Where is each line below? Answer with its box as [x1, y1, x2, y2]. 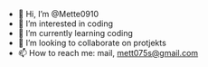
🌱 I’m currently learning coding [17, 28, 134, 38]
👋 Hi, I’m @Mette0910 [17, 9, 99, 19]
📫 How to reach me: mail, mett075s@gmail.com [17, 48, 199, 58]
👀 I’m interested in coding [17, 18, 114, 29]
